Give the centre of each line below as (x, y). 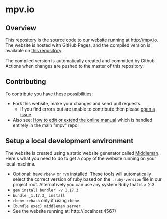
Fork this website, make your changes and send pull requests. (77, 103)
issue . (26, 114)
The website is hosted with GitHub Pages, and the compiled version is (78, 45)
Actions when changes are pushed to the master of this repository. (75, 66)
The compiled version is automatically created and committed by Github (80, 61)
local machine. (20, 164)
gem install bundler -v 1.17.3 (45, 190)
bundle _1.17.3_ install (39, 195)
